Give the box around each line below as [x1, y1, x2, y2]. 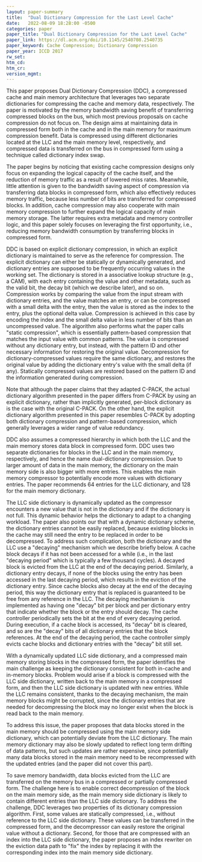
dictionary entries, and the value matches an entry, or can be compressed [6, 297, 190, 304]
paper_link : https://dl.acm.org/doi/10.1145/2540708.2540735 [6, 37, 163, 43]
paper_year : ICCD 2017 [6, 48, 63, 54]
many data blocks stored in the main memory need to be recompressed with [6, 754, 196, 761]
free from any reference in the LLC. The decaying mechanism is [6, 595, 165, 603]
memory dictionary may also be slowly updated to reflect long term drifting [6, 741, 192, 748]
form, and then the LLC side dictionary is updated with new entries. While [6, 684, 189, 692]
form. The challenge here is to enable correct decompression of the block [6, 785, 190, 792]
